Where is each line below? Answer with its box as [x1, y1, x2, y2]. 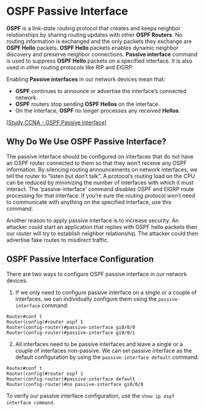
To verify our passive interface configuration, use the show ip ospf [6, 392, 175, 399]
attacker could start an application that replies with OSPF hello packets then [6, 223, 198, 230]
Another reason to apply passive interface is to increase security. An [6, 216, 179, 224]
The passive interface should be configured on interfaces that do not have [6, 153, 194, 160]
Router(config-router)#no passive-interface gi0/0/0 [6, 381, 144, 387]
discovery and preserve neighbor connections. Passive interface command [6, 50, 198, 58]
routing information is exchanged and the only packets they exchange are [6, 37, 192, 45]
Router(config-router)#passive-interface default [6, 375, 136, 382]
